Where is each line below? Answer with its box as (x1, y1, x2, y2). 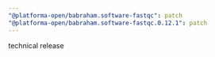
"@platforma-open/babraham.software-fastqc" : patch (8, 11, 182, 20)
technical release (8, 40, 65, 50)
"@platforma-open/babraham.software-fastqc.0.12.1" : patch (8, 19, 208, 27)
